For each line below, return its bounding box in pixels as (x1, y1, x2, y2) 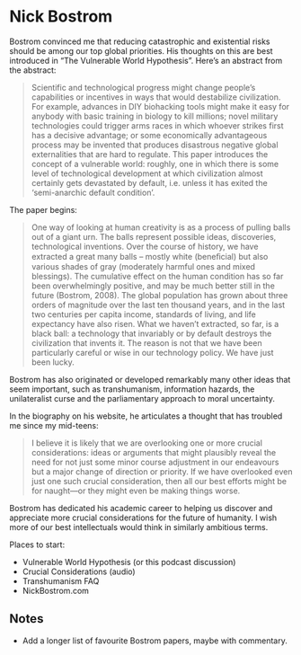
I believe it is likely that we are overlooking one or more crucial (31, 438, 263, 448)
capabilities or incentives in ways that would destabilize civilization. (31, 92, 281, 102)
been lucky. (31, 357, 75, 367)
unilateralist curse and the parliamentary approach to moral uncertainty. (9, 393, 276, 403)
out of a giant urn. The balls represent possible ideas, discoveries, (31, 231, 277, 242)
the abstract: (9, 65, 57, 75)
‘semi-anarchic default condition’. (31, 187, 155, 198)
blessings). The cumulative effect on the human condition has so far (31, 270, 284, 281)
